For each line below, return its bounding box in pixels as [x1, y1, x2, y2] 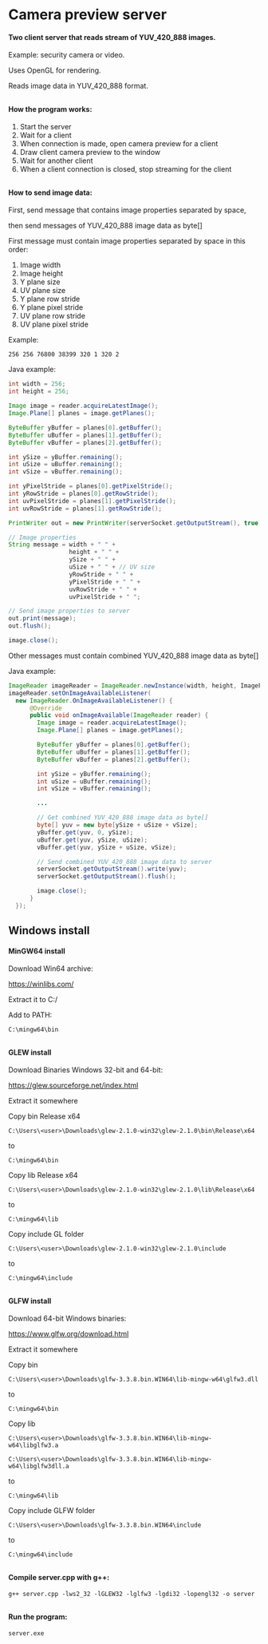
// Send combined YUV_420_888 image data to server [37, 858, 213, 866]
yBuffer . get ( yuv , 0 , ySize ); [37, 828, 134, 836]
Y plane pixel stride [19, 303, 84, 312]
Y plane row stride [19, 294, 81, 304]
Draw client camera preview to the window [19, 148, 161, 157]
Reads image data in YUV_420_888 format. [8, 81, 149, 91]
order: [8, 245, 29, 255]
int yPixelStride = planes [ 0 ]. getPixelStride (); [8, 482, 173, 490]
